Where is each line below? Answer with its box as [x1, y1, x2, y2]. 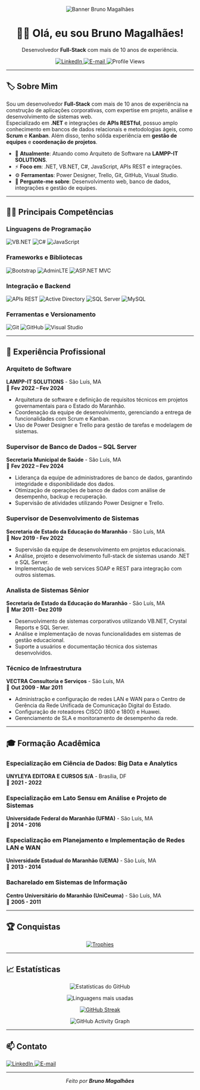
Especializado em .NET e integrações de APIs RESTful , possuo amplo [6, 119, 178, 126]
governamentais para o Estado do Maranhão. [14, 403, 126, 410]
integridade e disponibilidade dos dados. [14, 480, 115, 487]
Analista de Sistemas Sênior [6, 586, 89, 594]
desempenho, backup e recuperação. [14, 493, 107, 501]
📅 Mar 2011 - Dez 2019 [6, 606, 62, 613]
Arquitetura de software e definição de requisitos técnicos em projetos [14, 396, 189, 403]
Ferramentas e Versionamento [6, 310, 96, 319]
